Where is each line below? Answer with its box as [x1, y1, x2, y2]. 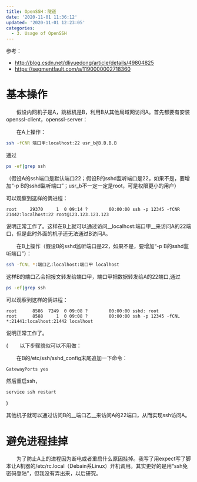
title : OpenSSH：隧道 [6, 8, 56, 15]
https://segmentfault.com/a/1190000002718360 [14, 65, 131, 72]
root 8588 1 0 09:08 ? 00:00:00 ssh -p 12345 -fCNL [6, 313, 181, 319]
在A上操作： [16, 128, 46, 136]
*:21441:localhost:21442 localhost [6, 318, 94, 324]
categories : [6, 25, 35, 31]
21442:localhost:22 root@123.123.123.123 [6, 212, 109, 217]
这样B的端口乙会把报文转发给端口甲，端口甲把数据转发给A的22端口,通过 [6, 273, 181, 280]
